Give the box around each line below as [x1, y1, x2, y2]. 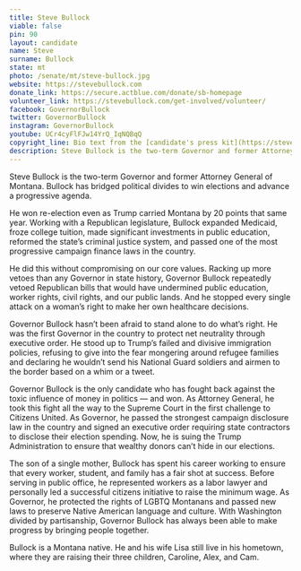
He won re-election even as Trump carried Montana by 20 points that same [9, 207, 288, 218]
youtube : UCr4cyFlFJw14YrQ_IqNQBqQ [9, 130, 142, 139]
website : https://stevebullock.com [9, 80, 142, 89]
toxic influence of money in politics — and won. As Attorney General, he [9, 393, 275, 403]
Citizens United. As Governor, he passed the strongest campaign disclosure [9, 411, 289, 422]
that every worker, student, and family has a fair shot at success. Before [9, 467, 275, 478]
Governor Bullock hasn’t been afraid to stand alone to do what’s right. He [9, 318, 279, 329]
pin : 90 [9, 30, 39, 39]
